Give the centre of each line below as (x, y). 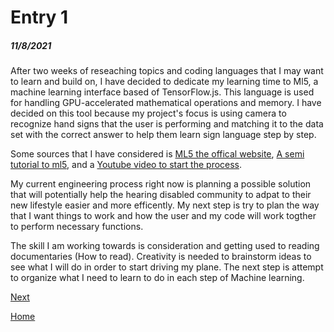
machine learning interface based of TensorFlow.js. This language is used (162, 92)
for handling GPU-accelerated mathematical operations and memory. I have (166, 103)
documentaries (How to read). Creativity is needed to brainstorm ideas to (161, 257)
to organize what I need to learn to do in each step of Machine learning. (157, 278)
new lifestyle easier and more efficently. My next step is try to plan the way (165, 205)
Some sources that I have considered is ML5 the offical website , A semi (157, 154)
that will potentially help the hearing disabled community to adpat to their (161, 195)
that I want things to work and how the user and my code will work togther (163, 216)
